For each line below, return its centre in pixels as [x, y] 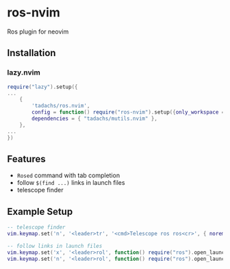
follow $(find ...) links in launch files [71, 183]
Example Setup [40, 211]
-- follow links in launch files [55, 246]
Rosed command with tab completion [68, 175]
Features [26, 159]
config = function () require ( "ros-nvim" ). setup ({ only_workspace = [128, 112]
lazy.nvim [24, 73]
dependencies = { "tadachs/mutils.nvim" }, [94, 118]
